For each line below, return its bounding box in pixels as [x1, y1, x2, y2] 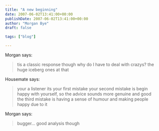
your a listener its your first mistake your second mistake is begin [17, 86, 148, 91]
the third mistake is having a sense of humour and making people [17, 96, 149, 102]
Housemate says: [5, 77, 40, 82]
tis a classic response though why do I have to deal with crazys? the [17, 62, 155, 67]
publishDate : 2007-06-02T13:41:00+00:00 [5, 16, 89, 21]
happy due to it [17, 102, 48, 107]
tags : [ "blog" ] [5, 34, 36, 39]
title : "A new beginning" [5, 7, 58, 12]
